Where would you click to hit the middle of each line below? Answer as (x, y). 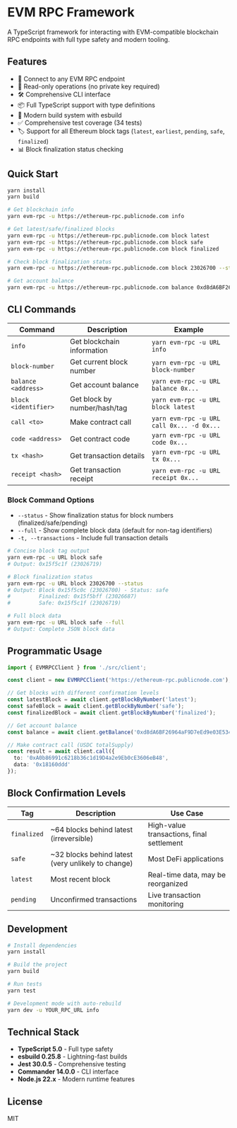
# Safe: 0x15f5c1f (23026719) (64, 603)
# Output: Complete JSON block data (61, 629)
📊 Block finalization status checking (70, 149)
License (25, 1101)
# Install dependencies (42, 945)
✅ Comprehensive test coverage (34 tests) (80, 123)
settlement (165, 843)
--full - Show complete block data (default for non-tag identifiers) (115, 530)
